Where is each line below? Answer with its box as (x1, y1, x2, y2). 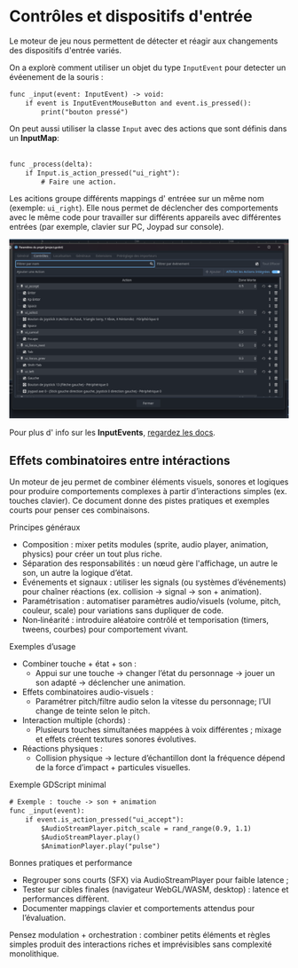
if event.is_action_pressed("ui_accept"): (25, 815, 184, 824)
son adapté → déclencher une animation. (35, 677, 186, 689)
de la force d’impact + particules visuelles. (35, 762, 191, 773)
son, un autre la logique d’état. (21, 568, 133, 578)
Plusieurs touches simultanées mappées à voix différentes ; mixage (35, 725, 282, 736)
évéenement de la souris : (9, 71, 104, 82)
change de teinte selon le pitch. (35, 705, 151, 716)
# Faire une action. (41, 177, 117, 186)
